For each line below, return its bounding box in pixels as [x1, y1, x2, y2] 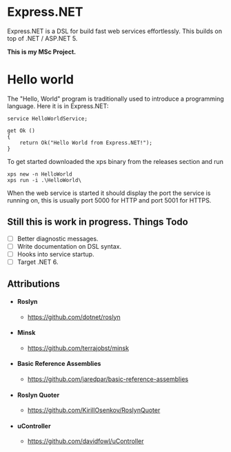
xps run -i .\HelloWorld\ [7, 176, 81, 183]
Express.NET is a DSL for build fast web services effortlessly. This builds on [7, 27, 223, 35]
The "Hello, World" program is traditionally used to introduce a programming [7, 94, 224, 103]
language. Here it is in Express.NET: [7, 101, 109, 110]
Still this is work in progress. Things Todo [7, 216, 188, 228]
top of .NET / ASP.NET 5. [7, 34, 78, 42]
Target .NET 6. [17, 258, 59, 266]
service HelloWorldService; [7, 115, 88, 122]
